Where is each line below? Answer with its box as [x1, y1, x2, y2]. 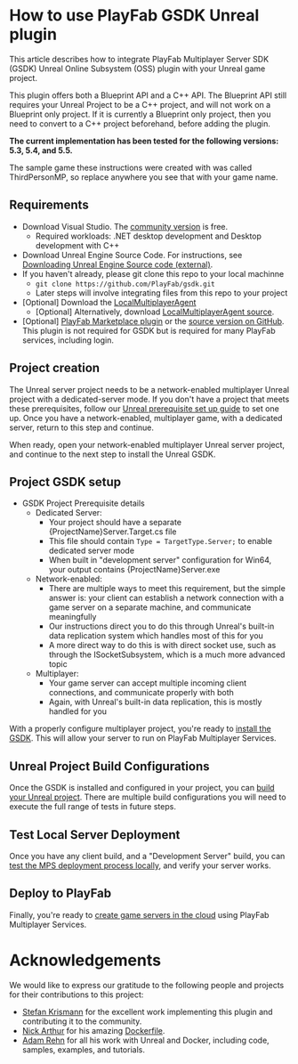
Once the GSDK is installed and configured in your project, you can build [9, 783, 275, 793]
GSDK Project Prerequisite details [21, 498, 145, 508]
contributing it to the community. [21, 1016, 142, 1027]
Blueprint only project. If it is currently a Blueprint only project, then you [9, 109, 271, 119]
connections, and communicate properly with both [48, 687, 234, 698]
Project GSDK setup [9, 474, 122, 490]
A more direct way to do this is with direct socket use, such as [48, 640, 277, 651]
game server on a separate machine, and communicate [48, 602, 252, 613]
